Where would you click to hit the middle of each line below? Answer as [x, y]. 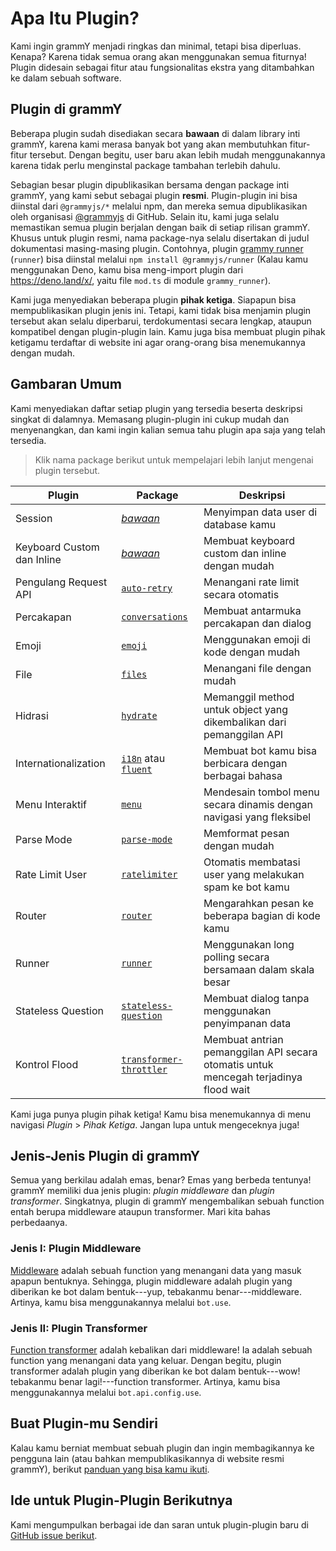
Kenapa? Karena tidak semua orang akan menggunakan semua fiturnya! [158, 56]
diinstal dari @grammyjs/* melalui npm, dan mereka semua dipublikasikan [159, 206]
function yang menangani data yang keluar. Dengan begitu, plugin [146, 1360]
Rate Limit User [51, 874]
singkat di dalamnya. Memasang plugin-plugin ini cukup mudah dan [150, 419]
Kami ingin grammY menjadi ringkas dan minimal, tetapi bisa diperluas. [156, 46]
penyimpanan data [247, 1023]
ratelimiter [149, 874]
